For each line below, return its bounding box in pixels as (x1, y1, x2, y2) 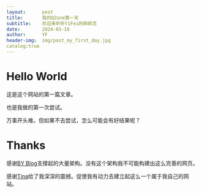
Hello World (6, 70, 67, 83)
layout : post (6, 9, 53, 15)
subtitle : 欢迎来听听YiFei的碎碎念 (6, 20, 97, 26)
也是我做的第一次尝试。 (6, 104, 66, 111)
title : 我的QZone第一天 (6, 15, 79, 21)
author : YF (6, 32, 48, 38)
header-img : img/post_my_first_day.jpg (6, 37, 112, 44)
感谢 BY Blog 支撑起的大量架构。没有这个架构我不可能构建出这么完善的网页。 (6, 159, 199, 167)
